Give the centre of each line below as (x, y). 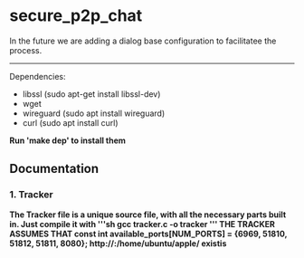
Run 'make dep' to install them (68, 140)
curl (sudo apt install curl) (71, 122)
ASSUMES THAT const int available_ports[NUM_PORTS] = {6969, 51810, (148, 234)
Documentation (54, 169)
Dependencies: (38, 76)
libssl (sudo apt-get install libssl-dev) (91, 94)
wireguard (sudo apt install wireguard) (94, 113)
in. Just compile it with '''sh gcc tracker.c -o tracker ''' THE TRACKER (142, 224)
